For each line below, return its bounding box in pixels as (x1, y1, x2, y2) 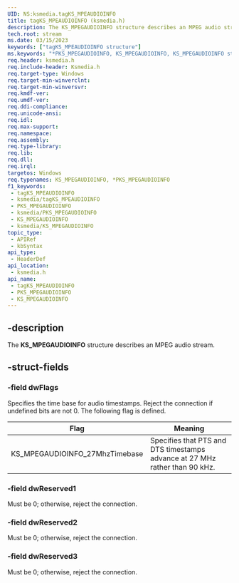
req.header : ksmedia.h (7, 57, 75, 64)
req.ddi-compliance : (7, 103, 69, 110)
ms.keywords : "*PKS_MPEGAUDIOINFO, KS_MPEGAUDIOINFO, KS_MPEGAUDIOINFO (7, 51, 224, 58)
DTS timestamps (150, 444, 206, 454)
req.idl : (7, 116, 33, 123)
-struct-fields (7, 361, 69, 373)
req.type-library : (7, 143, 62, 150)
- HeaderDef (10, 256, 46, 263)
